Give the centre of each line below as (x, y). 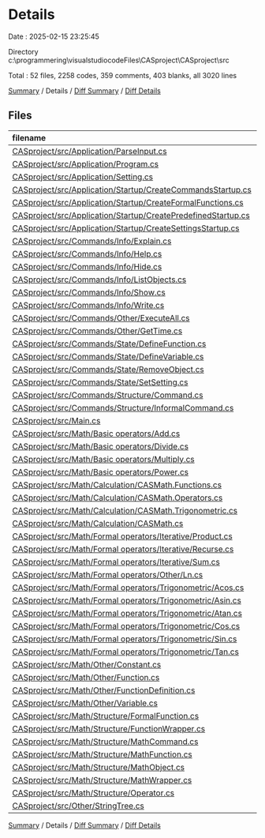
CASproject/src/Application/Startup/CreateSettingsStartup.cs (126, 228)
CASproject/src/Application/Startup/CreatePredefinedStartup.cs (131, 215)
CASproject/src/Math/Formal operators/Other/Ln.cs (108, 574)
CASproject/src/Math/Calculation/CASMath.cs (98, 523)
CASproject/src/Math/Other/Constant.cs (87, 664)
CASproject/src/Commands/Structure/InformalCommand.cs (123, 408)
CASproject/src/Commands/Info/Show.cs (89, 292)
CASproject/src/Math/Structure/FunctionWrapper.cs (109, 728)
